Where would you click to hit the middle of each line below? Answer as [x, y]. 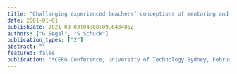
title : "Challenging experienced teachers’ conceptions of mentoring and [118, 14]
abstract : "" [26, 47]
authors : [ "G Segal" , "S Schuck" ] [58, 33]
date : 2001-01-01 [33, 20]
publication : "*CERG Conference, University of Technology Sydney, [109, 60]
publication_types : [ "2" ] [45, 40]
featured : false [31, 54]
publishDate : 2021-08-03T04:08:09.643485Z [71, 27]
